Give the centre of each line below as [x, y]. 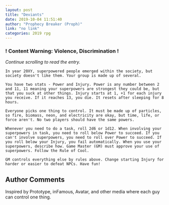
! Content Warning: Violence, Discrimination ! [62, 51]
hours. [12, 102]
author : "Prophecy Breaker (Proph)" [44, 24]
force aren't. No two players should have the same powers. [70, 120]
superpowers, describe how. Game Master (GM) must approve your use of [82, 146]
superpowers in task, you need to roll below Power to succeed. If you [82, 133]
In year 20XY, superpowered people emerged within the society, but [79, 71]
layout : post [19, 10]
